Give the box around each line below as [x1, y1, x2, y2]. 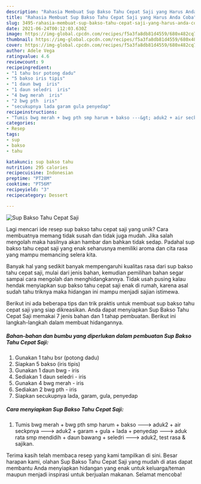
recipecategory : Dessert [6, 192, 68, 198]
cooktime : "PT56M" [6, 181, 52, 187]
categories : [6, 120, 36, 126]
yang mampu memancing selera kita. [6, 251, 98, 258]
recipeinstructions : [6, 109, 58, 115]
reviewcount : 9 [6, 59, 44, 65]
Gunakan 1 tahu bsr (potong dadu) [14, 354, 100, 361]
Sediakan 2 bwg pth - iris [14, 386, 77, 393]
